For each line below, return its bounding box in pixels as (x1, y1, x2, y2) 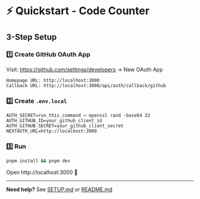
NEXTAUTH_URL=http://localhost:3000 (6, 128, 97, 134)
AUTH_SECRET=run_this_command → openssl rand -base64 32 (6, 113, 151, 119)
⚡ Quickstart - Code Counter (6, 4, 150, 18)
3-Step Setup (6, 32, 57, 42)
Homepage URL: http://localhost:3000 (6, 77, 100, 83)
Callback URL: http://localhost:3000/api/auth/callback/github (6, 82, 167, 89)
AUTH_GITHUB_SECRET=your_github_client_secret (6, 123, 124, 129)
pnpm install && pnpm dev (6, 158, 70, 164)
